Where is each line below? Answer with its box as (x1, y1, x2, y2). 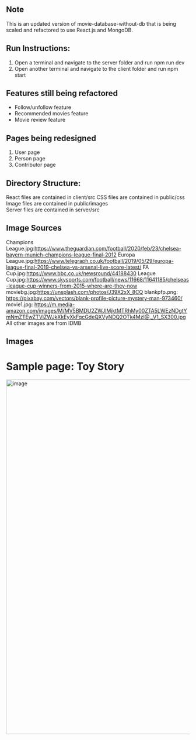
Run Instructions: (6, 43, 71, 53)
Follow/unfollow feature (14, 104, 72, 111)
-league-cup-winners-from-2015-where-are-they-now (6, 282, 138, 289)
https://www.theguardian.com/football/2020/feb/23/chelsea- (34, 245, 182, 252)
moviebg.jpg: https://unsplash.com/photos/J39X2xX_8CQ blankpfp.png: (6, 288, 178, 295)
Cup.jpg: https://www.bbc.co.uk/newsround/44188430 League (6, 269, 156, 277)
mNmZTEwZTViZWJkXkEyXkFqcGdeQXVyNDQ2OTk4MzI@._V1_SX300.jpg (6, 313, 186, 320)
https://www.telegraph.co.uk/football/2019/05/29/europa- (34, 257, 174, 264)
